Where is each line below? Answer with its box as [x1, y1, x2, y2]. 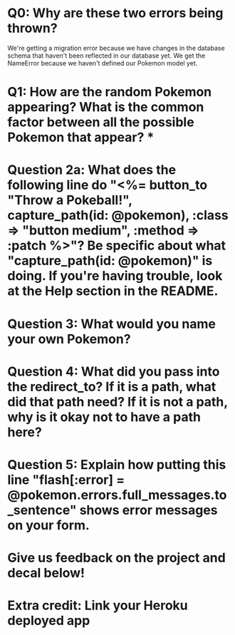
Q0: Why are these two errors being [7, 5, 224, 21]
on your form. [7, 517, 90, 533]
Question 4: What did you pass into [7, 363, 220, 379]
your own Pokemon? [7, 331, 131, 347]
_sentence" [7, 502, 77, 518]
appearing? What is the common [7, 99, 204, 115]
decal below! [7, 565, 85, 582]
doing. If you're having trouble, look [7, 268, 223, 284]
